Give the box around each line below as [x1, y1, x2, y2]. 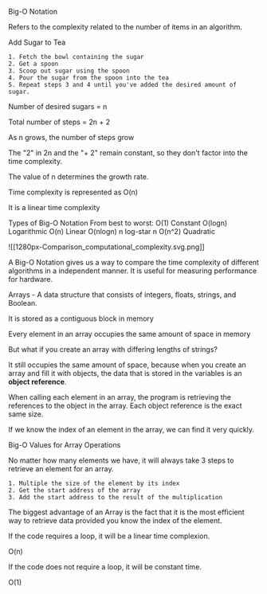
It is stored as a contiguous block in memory [8, 314, 154, 323]
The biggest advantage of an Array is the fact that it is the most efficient [8, 507, 245, 517]
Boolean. [8, 299, 37, 307]
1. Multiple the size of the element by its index [8, 479, 180, 487]
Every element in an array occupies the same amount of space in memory [8, 330, 251, 338]
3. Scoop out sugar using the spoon [8, 67, 130, 75]
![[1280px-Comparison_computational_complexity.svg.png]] [8, 242, 205, 252]
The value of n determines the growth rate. [8, 172, 149, 182]
